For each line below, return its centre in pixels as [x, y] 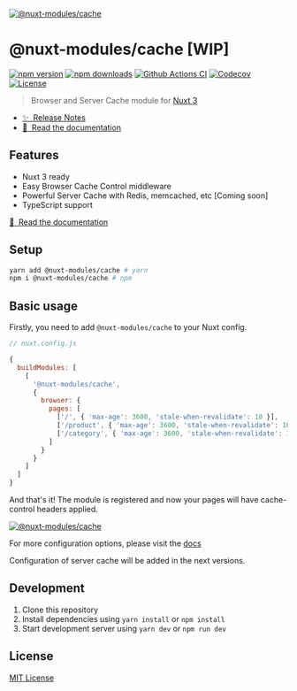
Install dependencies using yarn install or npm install [123, 618]
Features [34, 155]
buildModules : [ [47, 367]
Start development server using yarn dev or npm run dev [124, 628]
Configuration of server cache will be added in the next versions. [127, 560]
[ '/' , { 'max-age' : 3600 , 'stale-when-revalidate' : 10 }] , [167, 417]
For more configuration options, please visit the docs [105, 543]
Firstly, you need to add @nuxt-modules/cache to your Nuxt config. [128, 327]
